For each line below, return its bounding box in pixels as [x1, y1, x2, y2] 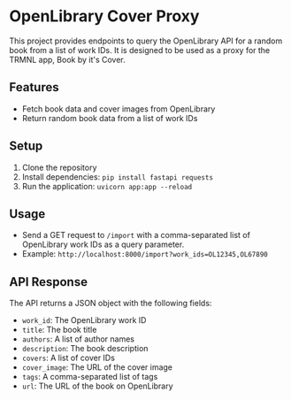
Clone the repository [21, 162, 97, 173]
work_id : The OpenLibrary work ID [21, 315, 147, 326]
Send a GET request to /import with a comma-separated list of [21, 230, 250, 241]
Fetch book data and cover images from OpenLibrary [21, 104, 216, 114]
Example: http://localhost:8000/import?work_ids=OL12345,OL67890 [21, 249, 268, 259]
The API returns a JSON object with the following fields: [9, 298, 212, 309]
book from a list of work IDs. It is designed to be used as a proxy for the [9, 44, 271, 55]
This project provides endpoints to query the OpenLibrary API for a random [9, 35, 283, 46]
